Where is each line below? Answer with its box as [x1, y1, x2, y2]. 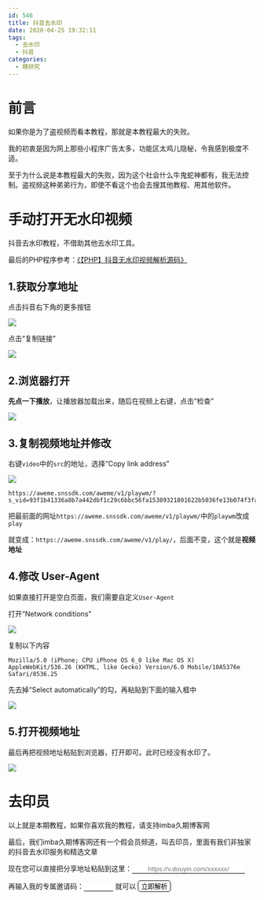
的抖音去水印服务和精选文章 [8, 846, 98, 856]
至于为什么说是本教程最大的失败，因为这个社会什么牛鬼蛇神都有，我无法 [8, 170, 242, 180]
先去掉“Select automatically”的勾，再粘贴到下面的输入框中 [8, 685, 197, 694]
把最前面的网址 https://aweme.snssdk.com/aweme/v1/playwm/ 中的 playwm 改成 [8, 511, 250, 521]
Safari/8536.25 [8, 670, 58, 678]
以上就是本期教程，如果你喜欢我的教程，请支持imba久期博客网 [8, 820, 211, 830]
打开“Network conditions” [8, 608, 92, 619]
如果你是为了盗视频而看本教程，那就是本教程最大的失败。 [8, 127, 194, 136]
